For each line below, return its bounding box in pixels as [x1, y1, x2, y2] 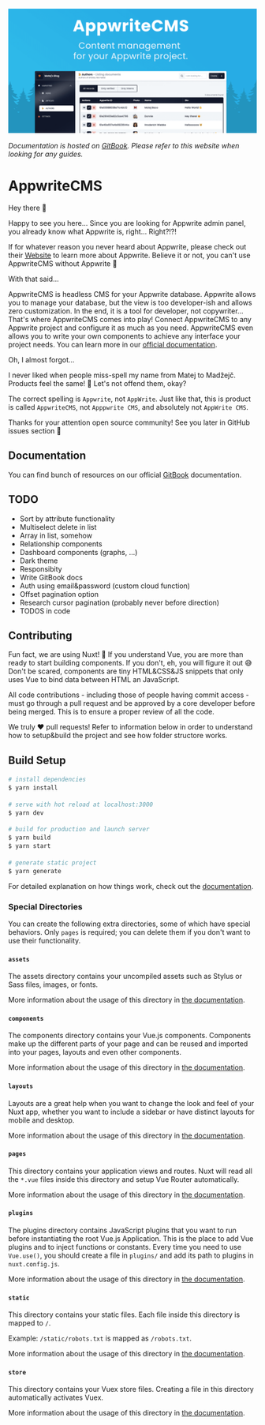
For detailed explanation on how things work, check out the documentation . [8, 881, 254, 891]
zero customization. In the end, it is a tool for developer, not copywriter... [8, 306, 244, 316]
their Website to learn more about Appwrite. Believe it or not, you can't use [8, 250, 251, 260]
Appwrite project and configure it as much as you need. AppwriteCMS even [8, 323, 254, 332]
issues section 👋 [8, 426, 62, 435]
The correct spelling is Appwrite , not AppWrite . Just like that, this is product [8, 394, 251, 403]
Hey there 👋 [8, 203, 47, 212]
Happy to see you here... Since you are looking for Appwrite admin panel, [8, 218, 246, 227]
